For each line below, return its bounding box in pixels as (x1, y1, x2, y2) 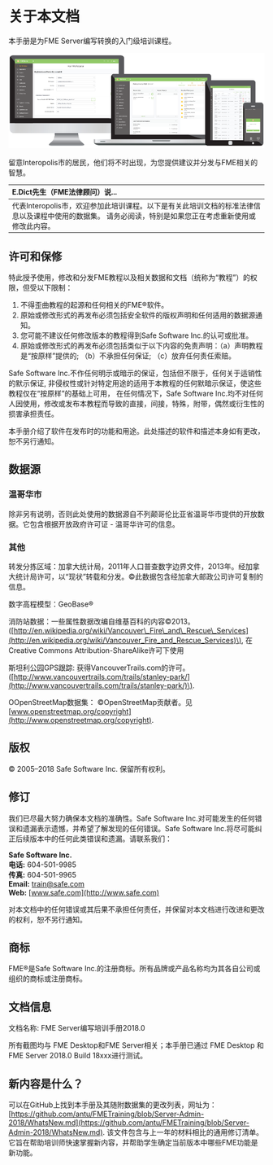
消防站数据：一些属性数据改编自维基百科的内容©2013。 (8, 616, 195, 626)
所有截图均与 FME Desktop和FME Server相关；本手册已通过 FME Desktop (8, 1040, 255, 1050)
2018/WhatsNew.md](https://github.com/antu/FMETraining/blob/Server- (8, 1118, 250, 1128)
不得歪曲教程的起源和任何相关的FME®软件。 (19, 300, 169, 309)
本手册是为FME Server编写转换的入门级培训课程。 (8, 36, 176, 46)
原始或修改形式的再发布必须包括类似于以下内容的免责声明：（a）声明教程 (19, 340, 263, 350)
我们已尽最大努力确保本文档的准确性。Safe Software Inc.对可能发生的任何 (8, 813, 256, 823)
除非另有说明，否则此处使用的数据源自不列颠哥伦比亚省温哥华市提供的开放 (8, 509, 258, 519)
